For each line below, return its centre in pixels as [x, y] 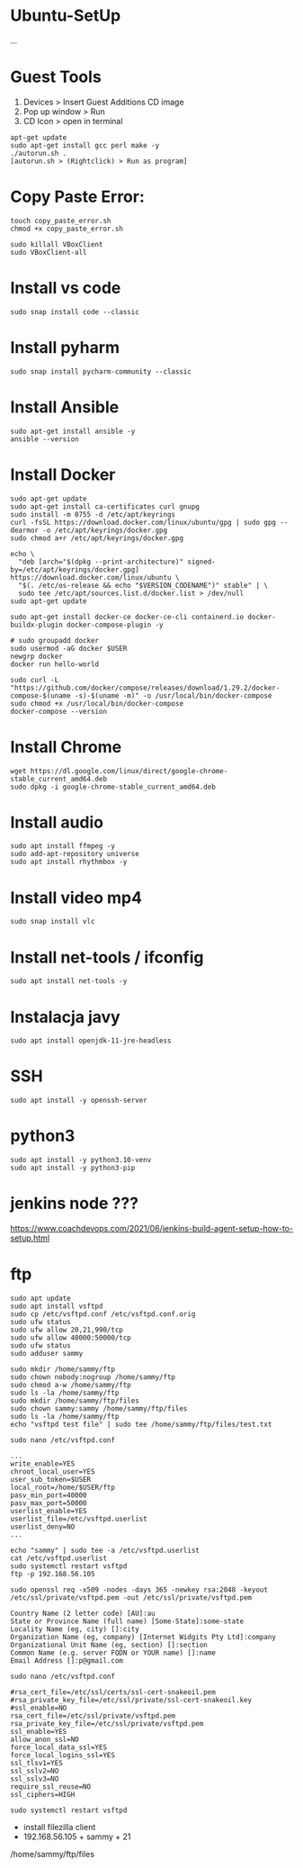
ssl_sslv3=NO [35, 1779]
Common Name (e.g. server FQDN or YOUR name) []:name [113, 1653]
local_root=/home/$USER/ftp [63, 1487]
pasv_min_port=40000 [49, 1495]
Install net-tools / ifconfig [107, 957]
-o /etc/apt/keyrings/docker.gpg [105, 530]
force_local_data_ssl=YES [58, 1747]
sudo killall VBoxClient [57, 244]
